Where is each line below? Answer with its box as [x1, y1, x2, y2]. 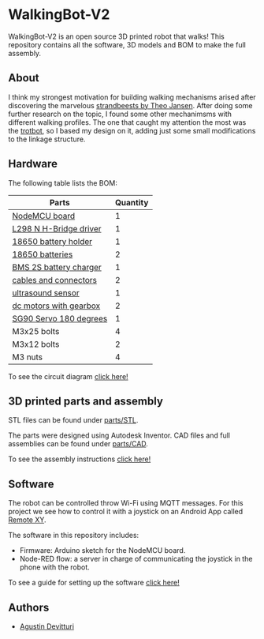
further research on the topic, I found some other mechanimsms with [8, 109, 232, 118]
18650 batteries [12, 249, 73, 260]
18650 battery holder [12, 235, 93, 246]
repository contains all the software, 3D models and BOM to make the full [8, 39, 247, 49]
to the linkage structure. [8, 134, 86, 144]
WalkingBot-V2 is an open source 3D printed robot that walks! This [8, 32, 225, 41]
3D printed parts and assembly [8, 394, 164, 408]
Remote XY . [8, 515, 46, 524]
